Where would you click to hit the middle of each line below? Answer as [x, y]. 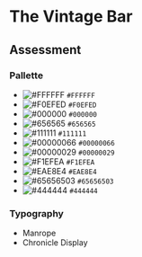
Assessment [45, 50]
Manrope [39, 233]
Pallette [26, 75]
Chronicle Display [55, 243]
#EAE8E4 [83, 172]
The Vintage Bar [71, 17]
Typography [37, 213]
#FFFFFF [81, 95]
